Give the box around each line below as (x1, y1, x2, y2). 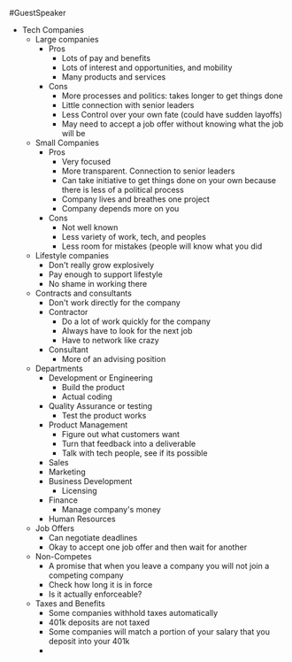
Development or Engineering (48, 373, 153, 383)
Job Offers (35, 523, 75, 534)
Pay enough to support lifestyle (48, 269, 164, 280)
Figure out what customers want (61, 429, 180, 439)
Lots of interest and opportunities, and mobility (61, 62, 233, 73)
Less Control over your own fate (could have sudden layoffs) (61, 110, 283, 119)
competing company (48, 570, 124, 581)
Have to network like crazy (61, 335, 159, 345)
